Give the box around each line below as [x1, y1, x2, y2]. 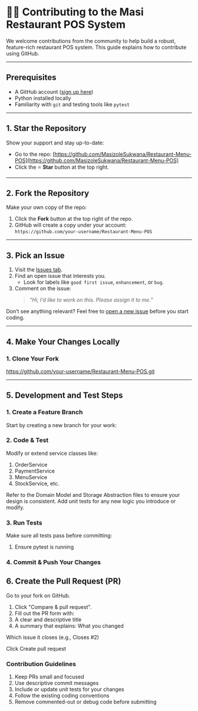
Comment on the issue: [14, 285, 72, 292]
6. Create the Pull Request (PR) [6, 576, 121, 587]
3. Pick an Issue [6, 250, 65, 260]
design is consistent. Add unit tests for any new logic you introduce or [6, 497, 176, 504]
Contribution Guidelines [6, 660, 77, 668]
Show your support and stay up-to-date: [6, 139, 104, 146]
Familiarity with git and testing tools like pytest [14, 100, 130, 108]
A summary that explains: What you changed [14, 622, 124, 629]
